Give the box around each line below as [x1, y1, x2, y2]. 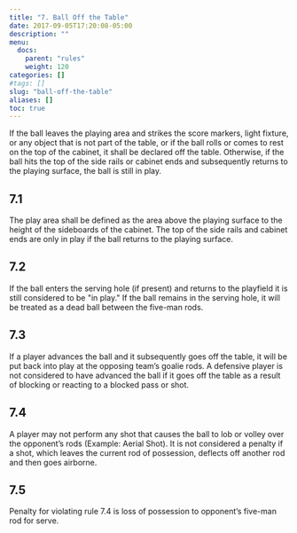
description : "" [9, 29, 69, 38]
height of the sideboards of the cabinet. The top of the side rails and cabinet [9, 224, 288, 235]
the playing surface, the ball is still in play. [9, 166, 162, 176]
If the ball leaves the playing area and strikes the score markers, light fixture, [9, 128, 289, 138]
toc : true [9, 104, 46, 113]
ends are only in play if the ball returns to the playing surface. [9, 234, 233, 245]
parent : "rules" [25, 54, 86, 63]
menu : [9, 37, 29, 47]
